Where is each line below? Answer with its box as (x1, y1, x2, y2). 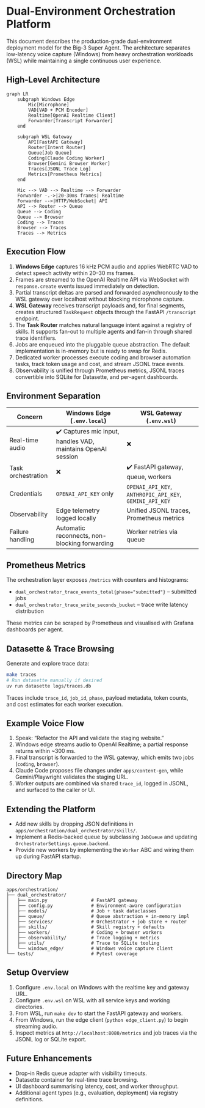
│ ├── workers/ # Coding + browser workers (6, 930, 163, 936)
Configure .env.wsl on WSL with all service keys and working (15, 996, 170, 1003)
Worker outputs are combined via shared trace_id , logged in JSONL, (15, 780, 189, 787)
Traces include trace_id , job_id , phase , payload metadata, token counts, (6, 694, 189, 701)
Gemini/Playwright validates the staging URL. (15, 773, 129, 780)
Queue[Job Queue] (28, 150, 72, 156)
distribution (15, 607, 45, 615)
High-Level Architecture (6, 75, 101, 85)
